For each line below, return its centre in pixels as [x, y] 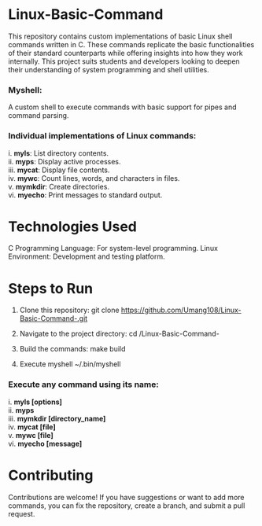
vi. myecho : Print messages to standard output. [85, 195]
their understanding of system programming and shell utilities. [109, 69]
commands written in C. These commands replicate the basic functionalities [131, 44]
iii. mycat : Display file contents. [59, 170]
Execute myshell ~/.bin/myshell [70, 364]
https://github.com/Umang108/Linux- [181, 310]
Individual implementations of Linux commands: [102, 136]
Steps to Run [50, 288]
